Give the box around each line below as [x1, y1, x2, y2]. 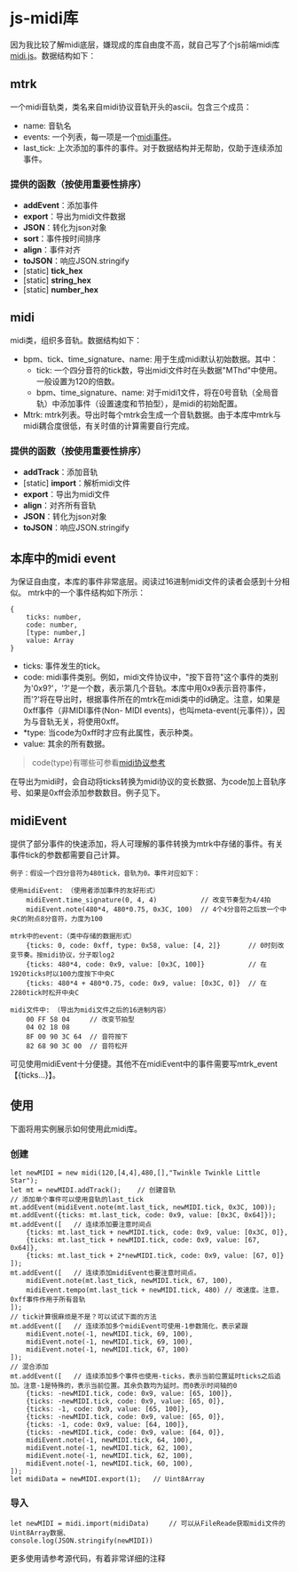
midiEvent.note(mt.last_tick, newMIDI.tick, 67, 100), [26, 1276, 233, 1285]
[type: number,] [26, 628, 87, 637]
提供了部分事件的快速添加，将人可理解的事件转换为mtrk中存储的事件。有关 [10, 838, 284, 849]
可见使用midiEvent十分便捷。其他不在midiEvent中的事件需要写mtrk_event [10, 1058, 278, 1069]
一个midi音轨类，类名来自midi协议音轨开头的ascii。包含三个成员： [10, 101, 252, 112]
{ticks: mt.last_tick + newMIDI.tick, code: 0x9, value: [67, [26, 1235, 261, 1245]
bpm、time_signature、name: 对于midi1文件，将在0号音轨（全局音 [35, 387, 279, 397]
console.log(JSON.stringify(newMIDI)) [10, 1536, 153, 1545]
